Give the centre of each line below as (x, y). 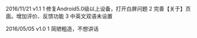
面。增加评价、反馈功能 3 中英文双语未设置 (59, 16)
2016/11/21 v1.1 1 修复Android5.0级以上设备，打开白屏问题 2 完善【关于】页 (98, 9)
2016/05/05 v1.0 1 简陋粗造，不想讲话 (52, 29)
